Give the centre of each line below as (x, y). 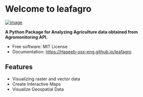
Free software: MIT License (40, 46)
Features (19, 67)
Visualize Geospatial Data (38, 89)
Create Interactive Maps (36, 84)
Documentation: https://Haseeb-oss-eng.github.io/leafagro (72, 52)
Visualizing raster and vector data (46, 78)
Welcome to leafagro (48, 9)
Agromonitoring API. (26, 37)
